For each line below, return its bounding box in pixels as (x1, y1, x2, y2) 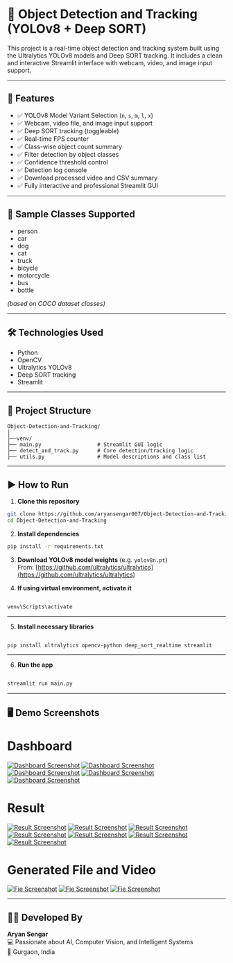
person (17, 227, 38, 235)
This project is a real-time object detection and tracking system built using (7, 44, 220, 52)
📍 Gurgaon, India (7, 948, 55, 956)
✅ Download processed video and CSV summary (17, 173, 158, 182)
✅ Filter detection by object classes (17, 150, 119, 158)
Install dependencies (17, 529, 80, 538)
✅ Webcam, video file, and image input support (17, 119, 153, 127)
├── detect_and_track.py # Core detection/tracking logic (7, 448, 194, 454)
